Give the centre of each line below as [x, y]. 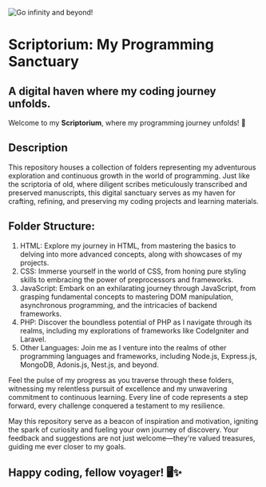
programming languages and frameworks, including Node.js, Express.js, [138, 356]
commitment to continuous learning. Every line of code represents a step [128, 397]
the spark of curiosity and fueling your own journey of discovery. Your [123, 429]
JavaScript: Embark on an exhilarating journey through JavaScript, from [138, 288]
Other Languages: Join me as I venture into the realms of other [123, 347]
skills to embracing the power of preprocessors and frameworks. [127, 279]
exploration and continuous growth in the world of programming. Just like [129, 175]
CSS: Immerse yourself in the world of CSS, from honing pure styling [133, 271]
